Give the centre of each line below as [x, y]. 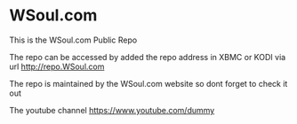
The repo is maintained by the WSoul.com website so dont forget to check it [148, 83]
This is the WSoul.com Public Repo [73, 40]
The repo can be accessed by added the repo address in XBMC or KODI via [148, 57]
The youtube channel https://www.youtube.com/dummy [112, 110]
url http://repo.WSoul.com [57, 66]
